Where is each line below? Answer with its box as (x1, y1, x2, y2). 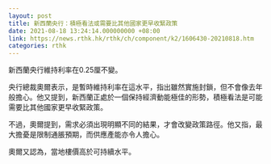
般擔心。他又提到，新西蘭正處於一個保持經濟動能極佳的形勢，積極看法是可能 (8, 92, 263, 102)
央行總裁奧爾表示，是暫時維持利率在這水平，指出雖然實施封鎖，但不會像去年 (8, 82, 263, 92)
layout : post (8, 11, 52, 20)
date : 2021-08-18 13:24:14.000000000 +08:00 (8, 27, 161, 35)
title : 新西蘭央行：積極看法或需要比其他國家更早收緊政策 (8, 19, 178, 27)
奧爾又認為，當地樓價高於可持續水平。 (8, 147, 135, 157)
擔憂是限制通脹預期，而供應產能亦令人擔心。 (15, 130, 164, 140)
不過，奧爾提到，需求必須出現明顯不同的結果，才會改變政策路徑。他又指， (8, 120, 256, 129)
